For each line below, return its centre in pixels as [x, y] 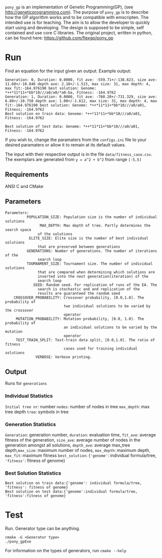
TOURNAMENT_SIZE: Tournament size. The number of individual [89, 264]
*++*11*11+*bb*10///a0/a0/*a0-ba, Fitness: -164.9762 [61, 92]
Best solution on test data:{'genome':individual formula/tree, [71, 492]
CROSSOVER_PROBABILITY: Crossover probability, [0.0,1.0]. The [79, 298]
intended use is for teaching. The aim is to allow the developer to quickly [78, 22]
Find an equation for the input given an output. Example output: [68, 71]
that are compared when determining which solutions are [96, 272]
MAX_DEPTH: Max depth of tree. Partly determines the [95, 225]
